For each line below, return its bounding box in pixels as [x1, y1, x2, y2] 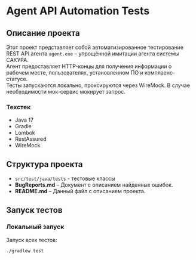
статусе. [6, 76, 28, 82]
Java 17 [14, 116, 34, 123]
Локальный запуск [6, 222, 65, 231]
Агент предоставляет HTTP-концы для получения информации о [6, 63, 172, 70]
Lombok [14, 129, 36, 137]
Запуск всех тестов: [6, 236, 58, 243]
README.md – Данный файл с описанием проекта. [14, 188, 146, 195]
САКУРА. [6, 57, 29, 63]
